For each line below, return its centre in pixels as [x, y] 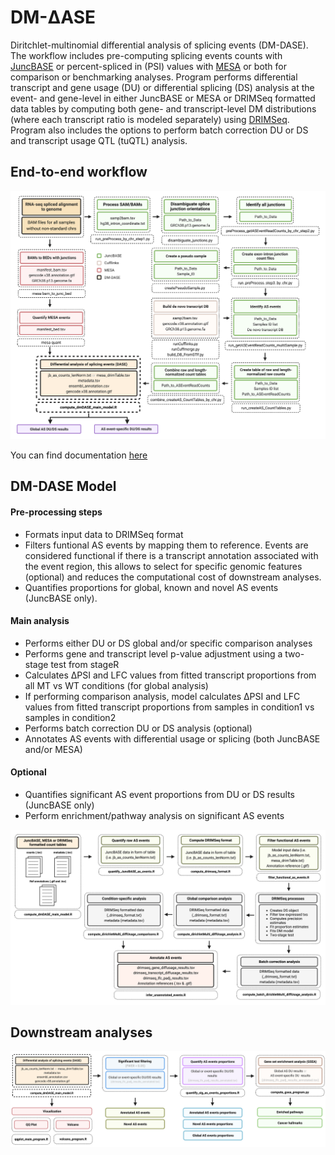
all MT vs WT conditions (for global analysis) [116, 685]
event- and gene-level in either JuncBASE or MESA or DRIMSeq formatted [163, 98]
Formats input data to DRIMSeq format [104, 534]
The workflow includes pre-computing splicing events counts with [146, 55]
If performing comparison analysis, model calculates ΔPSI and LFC [162, 696]
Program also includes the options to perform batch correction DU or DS [159, 130]
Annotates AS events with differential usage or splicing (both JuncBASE [172, 738]
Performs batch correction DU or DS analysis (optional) [138, 728]
